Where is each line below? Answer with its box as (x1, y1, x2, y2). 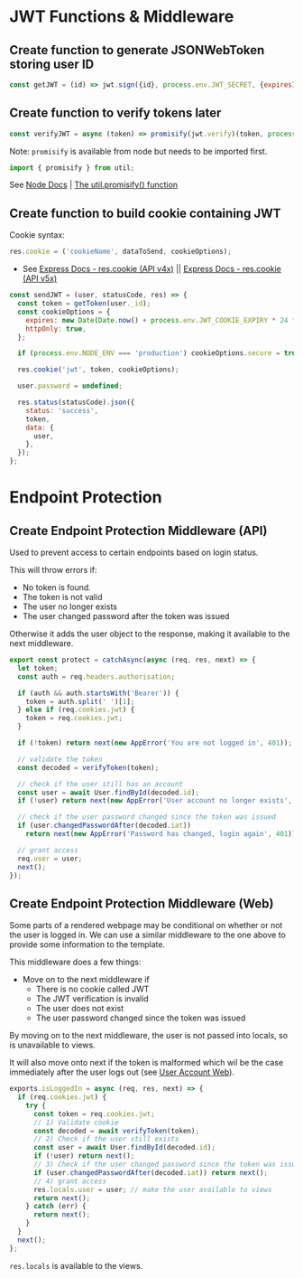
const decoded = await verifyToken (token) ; (32, 1126, 200, 1135)
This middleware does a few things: (9, 956, 142, 968)
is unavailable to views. (9, 1039, 96, 1050)
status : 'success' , (25, 406, 99, 415)
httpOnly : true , (25, 324, 87, 334)
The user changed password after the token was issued (22, 611, 230, 621)
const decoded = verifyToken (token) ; (17, 763, 160, 772)
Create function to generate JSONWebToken (9, 42, 265, 58)
